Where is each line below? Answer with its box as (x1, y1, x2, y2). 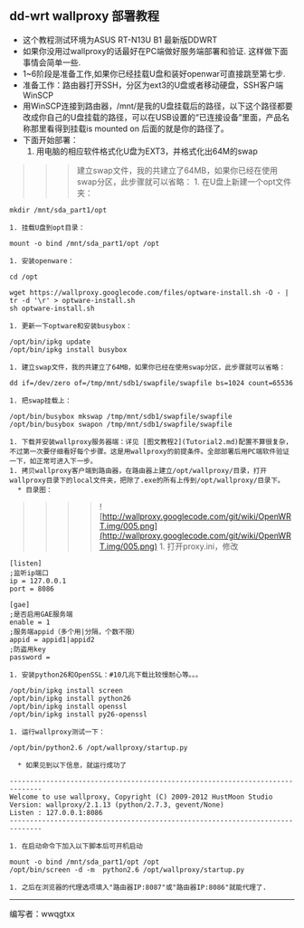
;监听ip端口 (9, 568, 50, 577)
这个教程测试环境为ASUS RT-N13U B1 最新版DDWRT (22, 34, 218, 45)
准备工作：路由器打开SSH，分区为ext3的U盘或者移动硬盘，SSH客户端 (22, 80, 283, 90)
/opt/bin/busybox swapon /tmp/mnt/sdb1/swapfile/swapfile (9, 420, 233, 429)
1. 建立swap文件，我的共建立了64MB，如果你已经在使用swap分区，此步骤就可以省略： (9, 363, 286, 372)
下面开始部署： (22, 134, 79, 145)
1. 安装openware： (9, 256, 75, 265)
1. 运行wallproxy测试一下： (9, 727, 106, 736)
